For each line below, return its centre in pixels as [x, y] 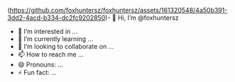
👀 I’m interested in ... [48, 31]
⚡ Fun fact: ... [37, 72]
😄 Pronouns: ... [40, 64]
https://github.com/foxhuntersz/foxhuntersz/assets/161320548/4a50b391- [119, 10]
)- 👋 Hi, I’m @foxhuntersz [142, 18]
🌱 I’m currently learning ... [55, 39]
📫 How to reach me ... [50, 54]
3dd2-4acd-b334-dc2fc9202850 [56, 18]
